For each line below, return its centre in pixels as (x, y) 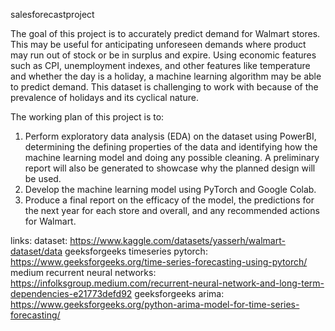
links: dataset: (39, 240)
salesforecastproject (52, 14)
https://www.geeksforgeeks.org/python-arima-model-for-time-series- (155, 304)
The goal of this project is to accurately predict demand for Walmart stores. (165, 33)
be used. (43, 178)
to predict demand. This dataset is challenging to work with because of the (164, 87)
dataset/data (36, 251)
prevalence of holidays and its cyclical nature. (104, 97)
